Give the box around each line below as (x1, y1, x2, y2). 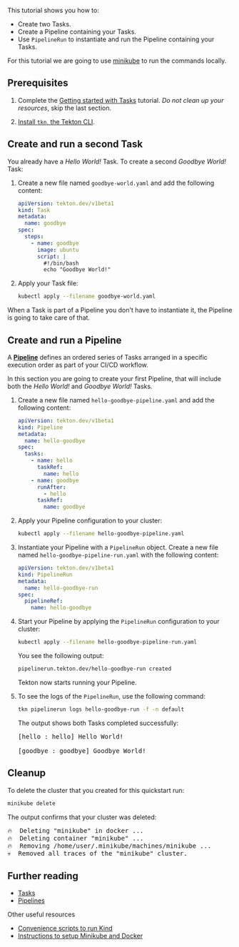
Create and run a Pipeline (7, 334, 122, 346)
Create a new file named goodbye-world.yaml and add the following (17, 178, 215, 187)
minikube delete (7, 799, 56, 807)
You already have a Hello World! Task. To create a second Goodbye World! (7, 157, 227, 166)
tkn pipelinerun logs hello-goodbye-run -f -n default (17, 706, 185, 713)
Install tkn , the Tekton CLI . (17, 117, 95, 126)
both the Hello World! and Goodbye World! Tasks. (7, 382, 153, 390)
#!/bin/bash (44, 260, 79, 267)
